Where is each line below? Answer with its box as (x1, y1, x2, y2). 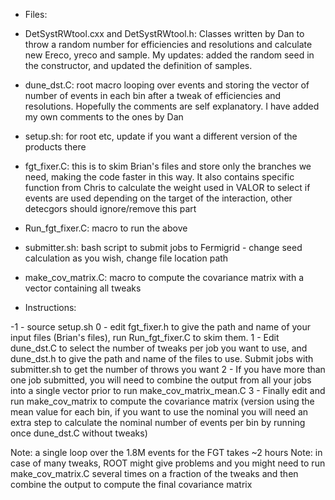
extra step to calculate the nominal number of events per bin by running (10, 417, 306, 428)
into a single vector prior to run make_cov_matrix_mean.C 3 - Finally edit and (10, 385, 326, 396)
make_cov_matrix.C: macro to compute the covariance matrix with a (24, 272, 305, 283)
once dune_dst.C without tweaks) (10, 427, 148, 439)
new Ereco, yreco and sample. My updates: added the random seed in (24, 49, 315, 61)
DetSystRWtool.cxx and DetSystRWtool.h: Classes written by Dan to (24, 28, 305, 39)
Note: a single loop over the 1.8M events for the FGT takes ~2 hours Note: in (10, 447, 323, 458)
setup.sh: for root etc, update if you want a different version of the (24, 130, 298, 142)
